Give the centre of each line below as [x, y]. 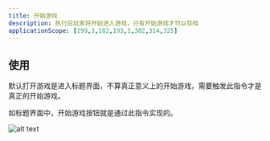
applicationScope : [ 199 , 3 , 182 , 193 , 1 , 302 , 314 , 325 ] [93, 30]
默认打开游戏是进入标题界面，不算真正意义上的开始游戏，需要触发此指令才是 [135, 86]
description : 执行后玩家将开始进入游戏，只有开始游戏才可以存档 [104, 23]
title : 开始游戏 [33, 16]
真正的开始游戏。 [37, 96]
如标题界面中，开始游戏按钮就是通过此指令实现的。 [93, 113]
